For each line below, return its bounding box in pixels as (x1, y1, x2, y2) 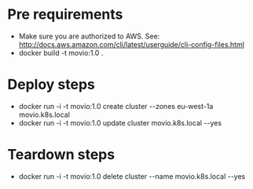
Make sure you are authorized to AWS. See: (18, 31, 160, 41)
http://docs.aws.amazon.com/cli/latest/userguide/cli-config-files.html (18, 39, 245, 49)
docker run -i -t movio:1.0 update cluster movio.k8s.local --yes (18, 118, 222, 127)
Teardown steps (7, 146, 115, 164)
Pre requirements (7, 5, 123, 24)
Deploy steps (7, 76, 95, 93)
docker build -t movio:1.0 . (18, 48, 104, 57)
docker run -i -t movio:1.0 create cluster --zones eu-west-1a (18, 101, 214, 111)
